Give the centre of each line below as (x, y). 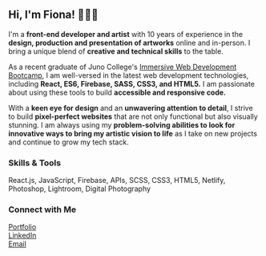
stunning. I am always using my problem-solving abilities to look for (122, 124)
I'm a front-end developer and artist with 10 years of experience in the (125, 34)
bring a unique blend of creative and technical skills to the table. (116, 51)
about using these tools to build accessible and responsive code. (117, 92)
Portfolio (22, 227)
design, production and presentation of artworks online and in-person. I (129, 43)
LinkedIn (22, 236)
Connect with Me (42, 209)
